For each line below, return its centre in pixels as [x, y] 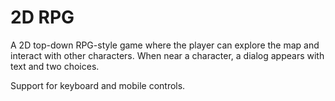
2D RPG [42, 17]
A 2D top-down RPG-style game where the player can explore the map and [165, 45]
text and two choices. [55, 66]
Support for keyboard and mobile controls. [98, 85]
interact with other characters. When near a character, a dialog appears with [167, 55]
